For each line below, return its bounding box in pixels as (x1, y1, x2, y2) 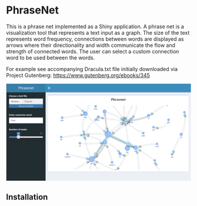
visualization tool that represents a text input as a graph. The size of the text (6, 29, 190, 36)
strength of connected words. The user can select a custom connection (6, 48, 179, 55)
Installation (6, 192, 48, 202)
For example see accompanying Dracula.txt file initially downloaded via (6, 65, 178, 72)
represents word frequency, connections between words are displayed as (6, 35, 184, 42)
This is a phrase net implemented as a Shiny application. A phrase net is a (6, 23, 185, 30)
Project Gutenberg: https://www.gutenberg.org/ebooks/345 (6, 72, 151, 79)
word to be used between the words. (6, 54, 95, 61)
